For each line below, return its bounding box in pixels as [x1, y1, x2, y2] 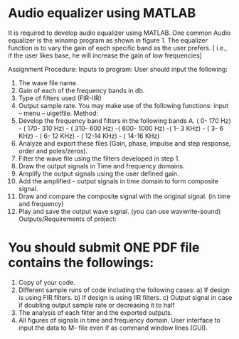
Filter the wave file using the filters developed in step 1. [18, 154, 180, 163]
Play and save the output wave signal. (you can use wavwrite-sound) [18, 207, 221, 215]
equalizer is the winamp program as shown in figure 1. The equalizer [8, 36, 208, 44]
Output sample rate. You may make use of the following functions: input [18, 101, 229, 109]
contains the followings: [8, 254, 154, 271]
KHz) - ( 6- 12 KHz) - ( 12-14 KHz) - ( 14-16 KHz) [18, 131, 160, 140]
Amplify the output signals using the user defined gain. [18, 169, 180, 178]
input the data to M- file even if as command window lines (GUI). [18, 323, 208, 332]
